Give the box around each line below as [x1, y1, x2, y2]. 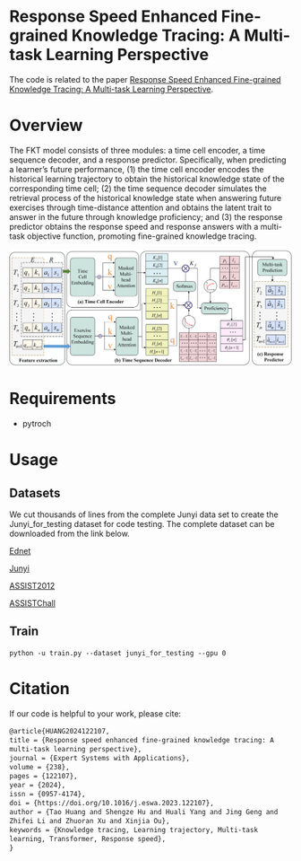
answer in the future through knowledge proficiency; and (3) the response [9, 211, 283, 222]
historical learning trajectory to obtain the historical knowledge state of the [9, 173, 285, 184]
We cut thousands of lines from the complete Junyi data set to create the [9, 509, 279, 520]
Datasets [9, 485, 61, 500]
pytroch [21, 418, 52, 428]
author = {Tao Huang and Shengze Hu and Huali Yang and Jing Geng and [9, 807, 279, 816]
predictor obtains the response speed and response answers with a [9, 221, 259, 232]
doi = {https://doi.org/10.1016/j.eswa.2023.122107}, [9, 798, 215, 807]
